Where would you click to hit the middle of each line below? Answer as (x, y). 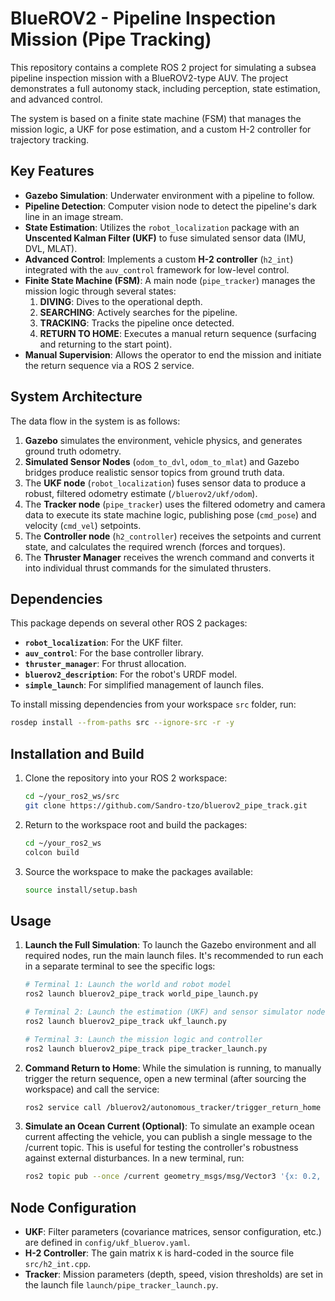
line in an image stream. (74, 216)
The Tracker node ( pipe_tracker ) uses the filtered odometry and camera (175, 504)
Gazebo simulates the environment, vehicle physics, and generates (163, 440)
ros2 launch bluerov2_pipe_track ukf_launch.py (125, 1021)
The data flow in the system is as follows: (95, 421)
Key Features (52, 171)
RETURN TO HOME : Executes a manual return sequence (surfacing (178, 333)
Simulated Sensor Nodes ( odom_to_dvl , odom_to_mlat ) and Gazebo (162, 461)
